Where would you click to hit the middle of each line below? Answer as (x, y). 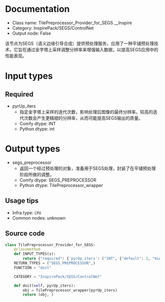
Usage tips (22, 201)
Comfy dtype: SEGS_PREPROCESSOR (58, 180)
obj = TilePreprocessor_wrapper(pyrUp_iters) (70, 290)
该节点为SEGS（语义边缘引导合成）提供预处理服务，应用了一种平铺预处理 (80, 43)
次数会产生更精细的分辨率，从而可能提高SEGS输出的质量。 (83, 118)
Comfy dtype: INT (38, 123)
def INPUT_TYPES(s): (35, 254)
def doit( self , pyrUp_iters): (45, 285)
